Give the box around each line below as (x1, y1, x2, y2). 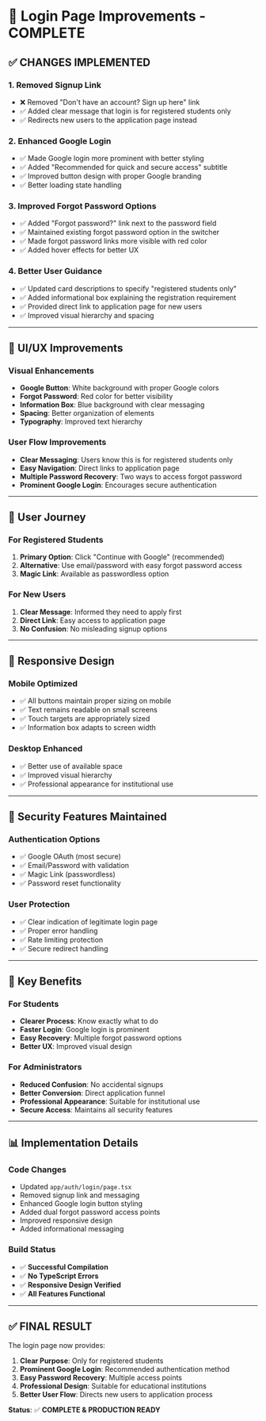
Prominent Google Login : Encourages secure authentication (19, 480, 217, 490)
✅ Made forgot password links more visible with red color (19, 236, 207, 246)
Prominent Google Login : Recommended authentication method (19, 1365, 230, 1374)
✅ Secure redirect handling (19, 943, 108, 953)
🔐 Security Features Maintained (8, 810, 168, 824)
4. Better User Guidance (8, 266, 103, 277)
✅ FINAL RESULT (8, 1320, 93, 1334)
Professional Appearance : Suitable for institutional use (19, 1096, 200, 1106)
